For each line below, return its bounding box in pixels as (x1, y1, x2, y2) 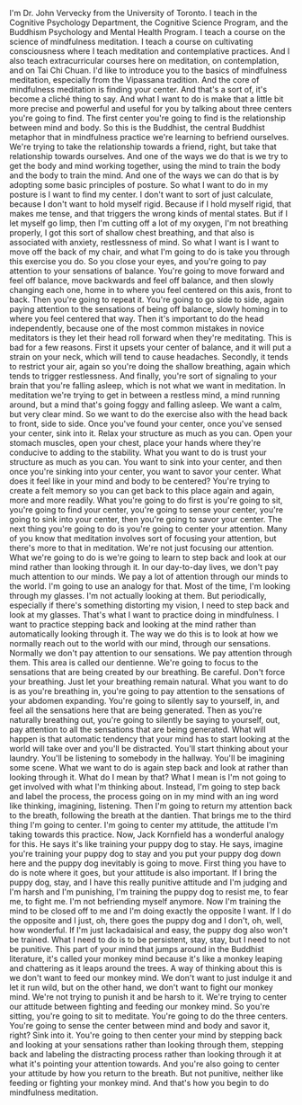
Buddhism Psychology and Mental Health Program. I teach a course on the (9, 27, 286, 37)
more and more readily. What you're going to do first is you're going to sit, (9, 495, 283, 505)
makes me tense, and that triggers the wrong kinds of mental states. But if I (9, 209, 288, 218)
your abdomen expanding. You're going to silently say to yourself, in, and (9, 696, 280, 706)
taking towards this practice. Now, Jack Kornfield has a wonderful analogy (9, 829, 285, 840)
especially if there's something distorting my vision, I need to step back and (9, 600, 289, 610)
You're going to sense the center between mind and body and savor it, (9, 1020, 271, 1030)
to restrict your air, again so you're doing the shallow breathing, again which (9, 361, 290, 371)
